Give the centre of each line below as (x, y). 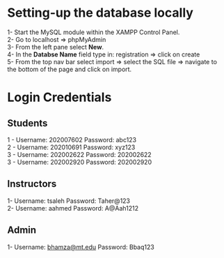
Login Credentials (59, 97)
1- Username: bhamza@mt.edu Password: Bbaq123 (81, 247)
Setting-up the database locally (100, 13)
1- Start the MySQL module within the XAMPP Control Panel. (94, 32)
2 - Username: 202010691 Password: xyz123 (71, 147)
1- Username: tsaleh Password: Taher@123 (69, 201)
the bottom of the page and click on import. (70, 69)
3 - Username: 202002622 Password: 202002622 (79, 154)
